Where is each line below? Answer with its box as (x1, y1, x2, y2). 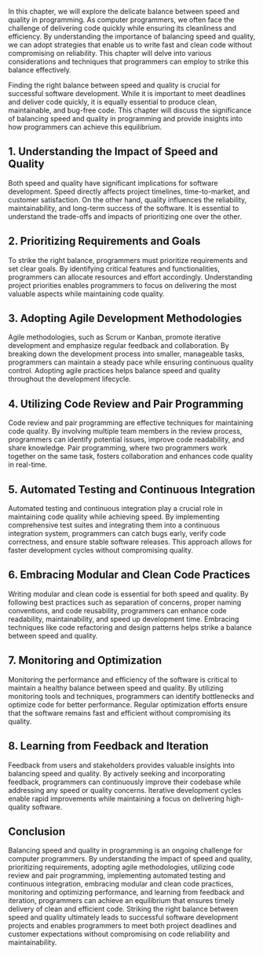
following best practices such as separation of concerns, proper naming (8, 598, 242, 607)
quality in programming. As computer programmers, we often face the (8, 15, 235, 24)
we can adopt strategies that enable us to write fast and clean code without (8, 40, 253, 50)
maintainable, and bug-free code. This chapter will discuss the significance (8, 105, 252, 115)
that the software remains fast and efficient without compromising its (8, 708, 232, 717)
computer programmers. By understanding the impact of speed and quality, (8, 854, 253, 864)
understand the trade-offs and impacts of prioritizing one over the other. (8, 212, 242, 221)
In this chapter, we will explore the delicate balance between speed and (8, 7, 240, 16)
